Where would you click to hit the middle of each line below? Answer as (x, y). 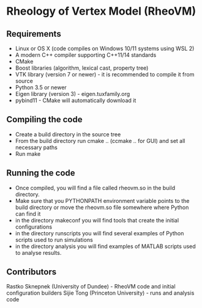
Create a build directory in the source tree (68, 134)
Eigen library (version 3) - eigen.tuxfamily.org (73, 94)
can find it (28, 214)
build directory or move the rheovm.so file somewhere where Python (102, 207)
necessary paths (36, 147)
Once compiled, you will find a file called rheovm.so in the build (95, 188)
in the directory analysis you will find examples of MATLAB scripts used (105, 246)
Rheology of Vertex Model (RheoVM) (101, 11)
